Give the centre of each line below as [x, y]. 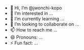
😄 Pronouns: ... [26, 37]
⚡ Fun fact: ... [24, 43]
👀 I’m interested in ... [32, 13]
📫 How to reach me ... [34, 30]
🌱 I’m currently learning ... [37, 19]
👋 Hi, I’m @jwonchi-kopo [36, 8]
